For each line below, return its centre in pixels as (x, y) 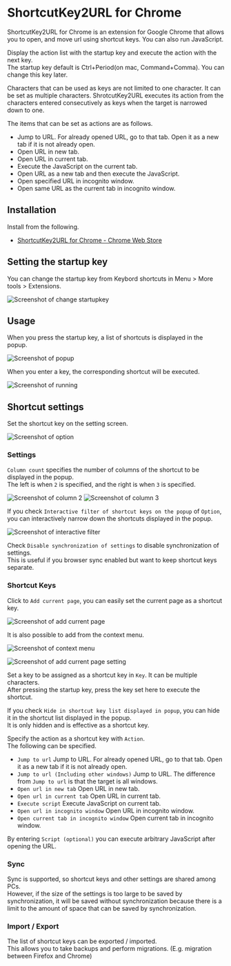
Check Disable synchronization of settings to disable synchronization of (113, 546)
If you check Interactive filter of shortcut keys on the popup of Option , (114, 511)
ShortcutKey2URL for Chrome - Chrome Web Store (89, 240)
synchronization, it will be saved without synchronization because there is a (114, 901)
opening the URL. (32, 846)
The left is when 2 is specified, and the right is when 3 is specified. (101, 485)
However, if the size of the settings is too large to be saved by (95, 894)
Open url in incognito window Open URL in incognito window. (106, 810)
